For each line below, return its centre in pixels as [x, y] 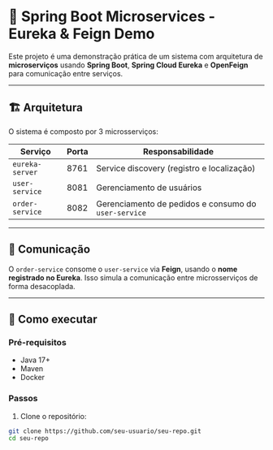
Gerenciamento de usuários [149, 188]
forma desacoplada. [42, 286]
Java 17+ [35, 360]
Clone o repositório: [53, 416]
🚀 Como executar [53, 319]
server [25, 172]
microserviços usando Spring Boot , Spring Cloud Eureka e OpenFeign [128, 65]
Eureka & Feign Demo [82, 34]
